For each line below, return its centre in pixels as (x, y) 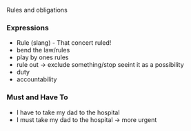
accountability (37, 79)
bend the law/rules (43, 50)
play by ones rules (42, 57)
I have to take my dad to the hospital (68, 112)
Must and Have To (37, 97)
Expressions (28, 28)
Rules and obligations (37, 10)
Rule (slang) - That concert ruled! (64, 43)
